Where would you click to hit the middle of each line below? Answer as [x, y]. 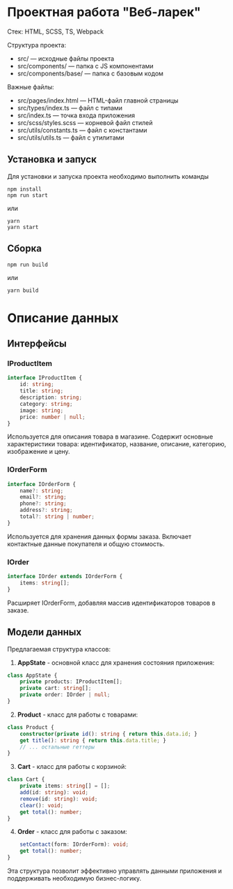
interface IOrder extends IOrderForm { [65, 577]
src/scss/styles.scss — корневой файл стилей [85, 122]
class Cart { [26, 779]
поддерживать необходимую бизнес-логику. [74, 879]
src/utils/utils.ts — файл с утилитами [71, 138]
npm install [24, 189]
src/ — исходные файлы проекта [66, 58]
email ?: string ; [43, 497]
